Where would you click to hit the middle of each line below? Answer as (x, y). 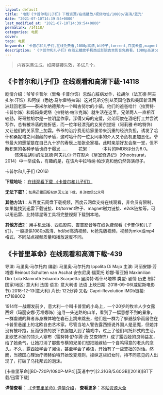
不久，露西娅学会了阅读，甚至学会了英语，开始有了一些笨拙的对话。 (81, 349)
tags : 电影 (15, 41)
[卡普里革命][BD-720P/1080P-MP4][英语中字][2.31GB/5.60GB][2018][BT (77, 371)
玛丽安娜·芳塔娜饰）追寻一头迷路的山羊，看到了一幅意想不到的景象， (86, 312)
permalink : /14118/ (25, 28)
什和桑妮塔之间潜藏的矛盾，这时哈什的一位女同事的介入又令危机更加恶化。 (79, 137)
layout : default (21, 9)
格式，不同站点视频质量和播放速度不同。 (45, 237)
